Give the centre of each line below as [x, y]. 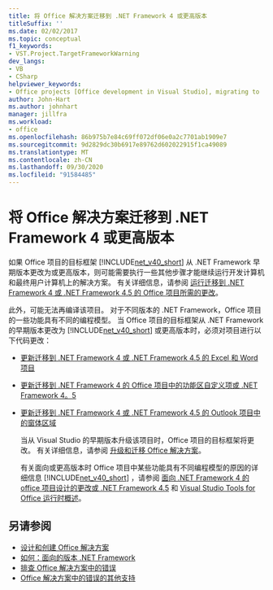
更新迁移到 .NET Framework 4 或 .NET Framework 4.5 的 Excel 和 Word [139, 357]
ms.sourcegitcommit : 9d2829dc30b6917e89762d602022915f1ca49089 [118, 144]
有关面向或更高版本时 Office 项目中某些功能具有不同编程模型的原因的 [136, 467]
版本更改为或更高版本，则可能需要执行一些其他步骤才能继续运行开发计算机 [140, 272]
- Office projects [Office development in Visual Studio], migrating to [134, 92]
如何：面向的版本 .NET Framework [78, 557]
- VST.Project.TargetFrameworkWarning [74, 54]
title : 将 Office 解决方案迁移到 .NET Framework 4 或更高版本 [108, 16]
